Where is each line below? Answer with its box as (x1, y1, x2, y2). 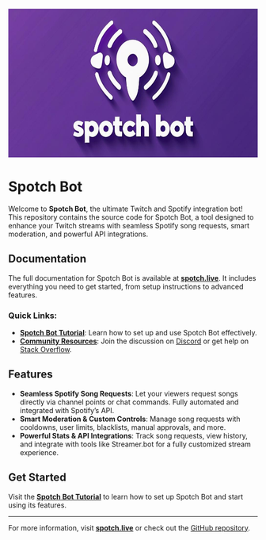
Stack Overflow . (19, 345, 73, 354)
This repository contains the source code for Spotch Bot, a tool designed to (8, 212, 254, 222)
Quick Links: (8, 310, 58, 321)
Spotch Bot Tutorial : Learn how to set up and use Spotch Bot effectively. (19, 328, 257, 338)
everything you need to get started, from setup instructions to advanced (8, 281, 244, 291)
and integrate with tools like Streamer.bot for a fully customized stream (19, 439, 251, 449)
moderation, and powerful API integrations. (8, 229, 149, 239)
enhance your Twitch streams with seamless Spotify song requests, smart (8, 220, 250, 230)
